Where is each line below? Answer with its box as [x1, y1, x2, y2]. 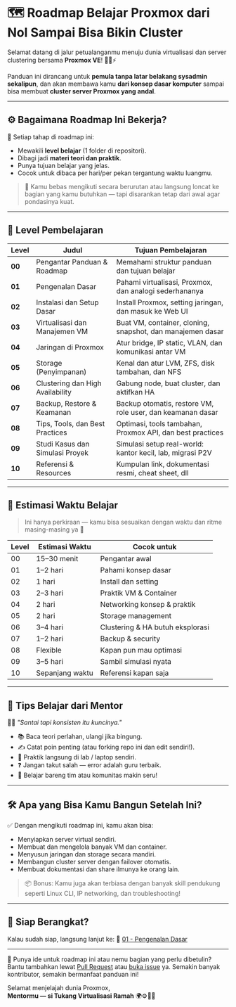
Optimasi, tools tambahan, [116, 418, 202, 428]
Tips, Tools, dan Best [36, 418, 105, 428]
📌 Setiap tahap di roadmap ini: [7, 132, 95, 141]
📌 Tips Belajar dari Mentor [7, 700, 123, 712]
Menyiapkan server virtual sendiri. [17, 835, 117, 843]
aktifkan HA [116, 387, 155, 397]
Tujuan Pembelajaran [134, 245, 207, 255]
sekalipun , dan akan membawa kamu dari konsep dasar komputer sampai [7, 79, 225, 88]
